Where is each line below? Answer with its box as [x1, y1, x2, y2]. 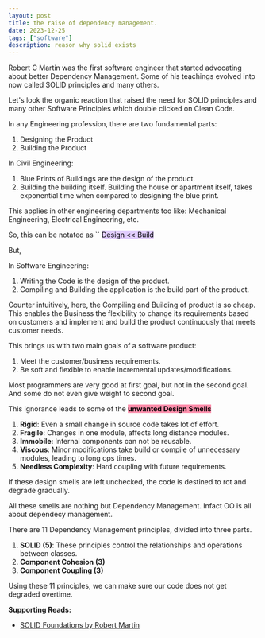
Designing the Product [19, 134, 94, 144]
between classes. [19, 549, 78, 558]
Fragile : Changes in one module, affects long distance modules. [19, 428, 229, 438]
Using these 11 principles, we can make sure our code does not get [8, 582, 228, 591]
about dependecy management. [8, 510, 113, 519]
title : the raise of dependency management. [8, 19, 158, 27]
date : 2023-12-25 [8, 26, 66, 34]
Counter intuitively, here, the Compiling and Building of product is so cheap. [8, 300, 256, 310]
